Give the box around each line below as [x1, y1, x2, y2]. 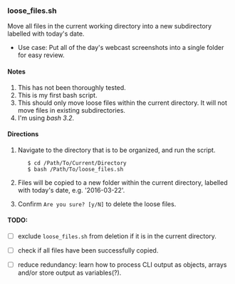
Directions [7, 130, 39, 138]
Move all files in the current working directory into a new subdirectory [7, 22, 212, 31]
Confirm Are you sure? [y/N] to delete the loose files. [17, 199, 177, 208]
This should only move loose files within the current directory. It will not [17, 98, 228, 107]
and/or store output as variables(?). [17, 268, 122, 277]
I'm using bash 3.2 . [17, 113, 75, 122]
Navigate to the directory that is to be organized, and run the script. [17, 146, 216, 154]
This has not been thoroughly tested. [17, 83, 126, 91]
